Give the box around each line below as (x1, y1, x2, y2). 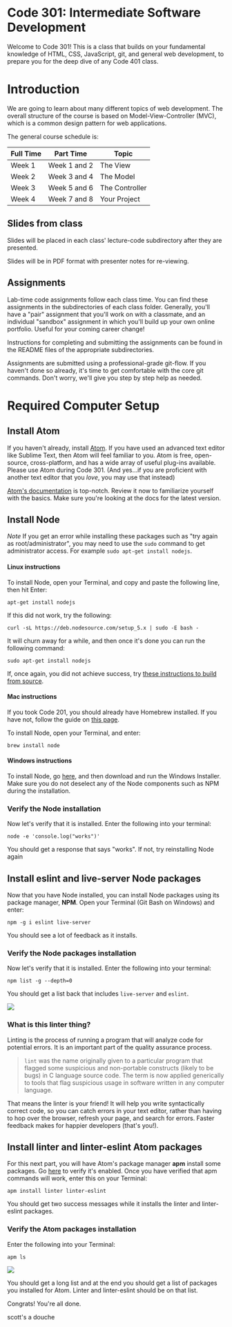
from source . (7, 677, 44, 685)
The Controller (99, 183, 147, 192)
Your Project (99, 194, 140, 203)
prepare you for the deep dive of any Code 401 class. (7, 57, 159, 65)
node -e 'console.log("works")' (7, 833, 100, 840)
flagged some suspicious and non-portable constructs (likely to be (23, 1063, 214, 1072)
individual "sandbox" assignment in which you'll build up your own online (7, 317, 215, 326)
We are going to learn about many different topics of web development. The (7, 104, 223, 112)
